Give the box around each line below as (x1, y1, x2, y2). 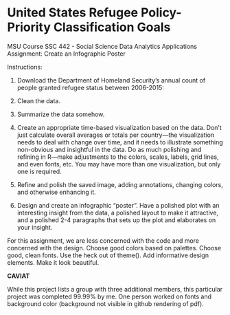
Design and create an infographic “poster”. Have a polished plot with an (16, 201, 220, 209)
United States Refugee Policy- (7, 5, 182, 21)
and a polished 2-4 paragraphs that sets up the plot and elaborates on (16, 215, 216, 224)
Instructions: (7, 63, 43, 71)
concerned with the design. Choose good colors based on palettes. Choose (7, 243, 222, 252)
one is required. (16, 167, 62, 175)
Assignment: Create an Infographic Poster (7, 50, 126, 58)
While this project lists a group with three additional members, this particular (7, 285, 223, 293)
